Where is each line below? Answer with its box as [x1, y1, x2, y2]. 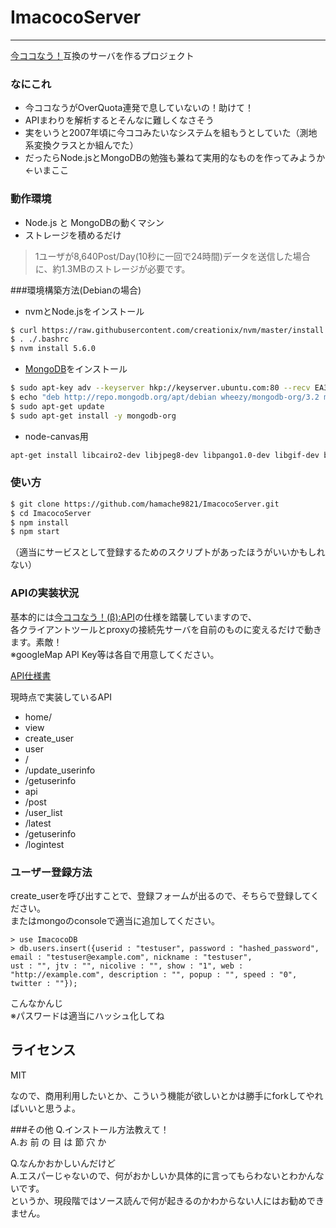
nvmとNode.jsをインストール [24, 305, 145, 317]
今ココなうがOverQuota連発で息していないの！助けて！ [24, 102, 254, 114]
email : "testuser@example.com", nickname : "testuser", [10, 952, 253, 962]
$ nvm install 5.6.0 [10, 344, 97, 354]
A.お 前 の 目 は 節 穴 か [10, 1136, 107, 1148]
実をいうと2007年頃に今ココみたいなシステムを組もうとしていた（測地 [24, 127, 318, 139]
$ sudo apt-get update [10, 401, 105, 411]
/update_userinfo [24, 764, 96, 776]
